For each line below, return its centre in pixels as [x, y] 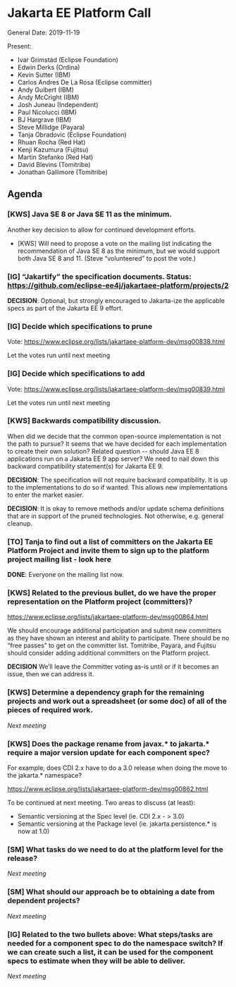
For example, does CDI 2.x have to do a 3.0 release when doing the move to [117, 768]
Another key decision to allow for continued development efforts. [101, 230]
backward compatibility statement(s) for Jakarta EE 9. [85, 466]
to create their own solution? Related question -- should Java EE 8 [103, 451]
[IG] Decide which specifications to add [76, 373]
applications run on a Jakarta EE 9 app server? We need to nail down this [113, 459]
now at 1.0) [33, 831]
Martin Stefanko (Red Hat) [55, 157]
